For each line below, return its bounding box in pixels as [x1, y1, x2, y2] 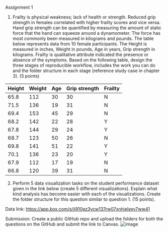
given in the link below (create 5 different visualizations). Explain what [12, 186, 157, 191]
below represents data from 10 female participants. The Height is [12, 41, 147, 47]
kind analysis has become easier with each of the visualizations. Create [12, 191, 161, 197]
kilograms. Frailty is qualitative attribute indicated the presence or [12, 51, 149, 57]
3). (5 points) [12, 73, 40, 79]
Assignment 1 [5, 5, 33, 10]
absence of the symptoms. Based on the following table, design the [12, 57, 152, 63]
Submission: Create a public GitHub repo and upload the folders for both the [5, 216, 163, 221]
